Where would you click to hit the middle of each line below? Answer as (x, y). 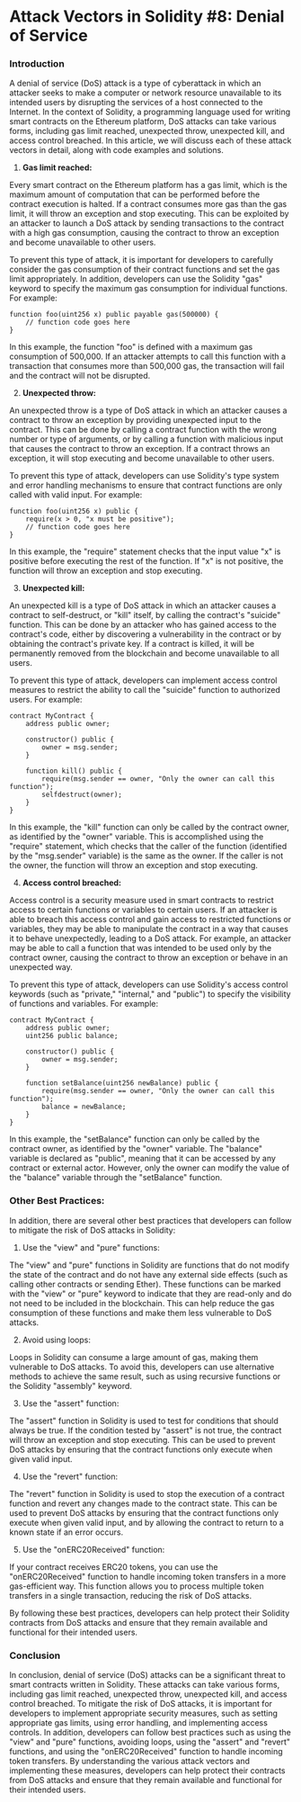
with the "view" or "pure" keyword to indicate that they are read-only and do (150, 1294)
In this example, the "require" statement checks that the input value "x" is (145, 551)
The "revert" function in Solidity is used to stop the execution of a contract (147, 1493)
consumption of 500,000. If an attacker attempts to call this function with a (147, 356)
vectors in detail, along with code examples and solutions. (117, 150)
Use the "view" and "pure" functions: (91, 1247)
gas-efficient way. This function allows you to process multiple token (137, 1586)
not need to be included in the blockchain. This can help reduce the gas (142, 1303)
